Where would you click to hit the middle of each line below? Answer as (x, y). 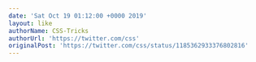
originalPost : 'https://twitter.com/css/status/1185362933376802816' (129, 46)
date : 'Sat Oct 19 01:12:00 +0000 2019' (78, 16)
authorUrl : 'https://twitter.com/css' (74, 38)
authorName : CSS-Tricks (49, 31)
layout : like (30, 23)
